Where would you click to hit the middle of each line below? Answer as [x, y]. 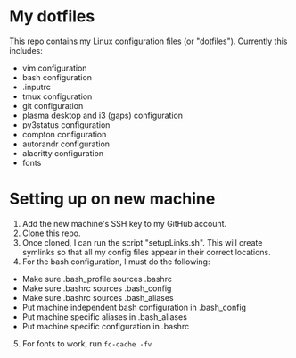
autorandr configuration [66, 144]
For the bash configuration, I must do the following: [116, 262]
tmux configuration [57, 96]
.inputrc [36, 87]
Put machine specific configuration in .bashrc [106, 326]
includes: [26, 50]
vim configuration [54, 68]
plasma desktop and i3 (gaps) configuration [103, 115]
